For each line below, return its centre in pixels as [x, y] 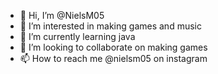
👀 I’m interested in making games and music [110, 26]
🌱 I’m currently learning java [77, 36]
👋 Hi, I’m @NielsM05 [62, 15]
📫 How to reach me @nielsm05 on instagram [113, 58]
